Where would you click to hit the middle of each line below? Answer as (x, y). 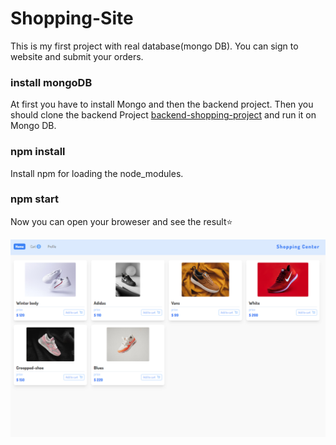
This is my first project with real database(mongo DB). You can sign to (154, 46)
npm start (35, 199)
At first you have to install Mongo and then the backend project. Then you (162, 104)
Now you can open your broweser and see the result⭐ (121, 221)
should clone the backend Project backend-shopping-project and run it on (163, 115)
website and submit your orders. (77, 56)
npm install (38, 152)
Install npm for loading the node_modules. (97, 173)
